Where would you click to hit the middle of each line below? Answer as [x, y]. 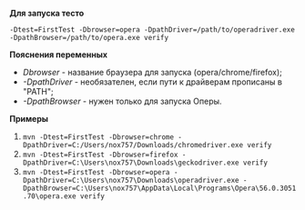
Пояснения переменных [58, 55]
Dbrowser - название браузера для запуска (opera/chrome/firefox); [152, 72]
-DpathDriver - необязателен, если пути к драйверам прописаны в [152, 82]
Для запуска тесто [47, 13]
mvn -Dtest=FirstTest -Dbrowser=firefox [100, 155]
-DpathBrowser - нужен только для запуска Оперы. [122, 101]
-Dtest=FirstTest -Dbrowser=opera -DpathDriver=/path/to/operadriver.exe [152, 30]
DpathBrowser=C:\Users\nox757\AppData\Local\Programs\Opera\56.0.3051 [159, 188]
